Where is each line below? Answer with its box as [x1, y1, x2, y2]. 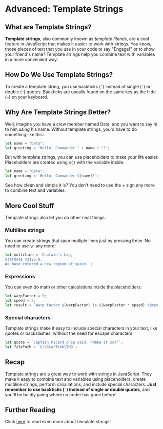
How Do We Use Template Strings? [5, 71, 113, 79]
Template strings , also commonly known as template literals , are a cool [5, 36, 149, 41]
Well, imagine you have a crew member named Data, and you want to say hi [5, 121, 158, 127]
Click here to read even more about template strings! [5, 419, 111, 425]
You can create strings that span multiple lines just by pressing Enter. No [5, 238, 151, 244]
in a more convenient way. [5, 57, 58, 62]
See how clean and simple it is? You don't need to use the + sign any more [5, 182, 155, 188]
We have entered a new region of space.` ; [5, 261, 93, 266]
